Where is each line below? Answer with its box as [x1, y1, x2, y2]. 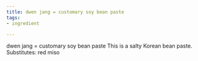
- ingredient [6, 20, 40, 26]
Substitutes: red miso [6, 49, 60, 56]
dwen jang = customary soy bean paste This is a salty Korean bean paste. [6, 42, 193, 49]
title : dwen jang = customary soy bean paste [6, 9, 124, 15]
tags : [6, 15, 20, 21]
